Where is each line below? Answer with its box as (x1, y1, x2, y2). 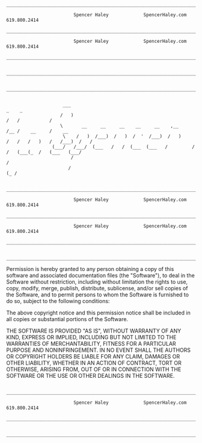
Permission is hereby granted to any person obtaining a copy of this (6, 266, 174, 272)
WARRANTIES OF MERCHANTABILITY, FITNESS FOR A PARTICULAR (6, 340, 176, 347)
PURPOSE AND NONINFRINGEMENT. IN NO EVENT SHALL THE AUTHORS (6, 346, 191, 354)
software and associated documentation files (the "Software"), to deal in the (6, 272, 195, 279)
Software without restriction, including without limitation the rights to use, (6, 278, 188, 285)
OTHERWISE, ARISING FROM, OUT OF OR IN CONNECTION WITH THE (6, 366, 182, 373)
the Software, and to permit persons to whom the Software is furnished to (6, 291, 189, 298)
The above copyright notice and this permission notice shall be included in (6, 309, 191, 316)
